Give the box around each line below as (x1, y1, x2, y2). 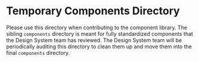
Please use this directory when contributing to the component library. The (6, 24, 188, 31)
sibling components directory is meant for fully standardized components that (6, 30, 194, 37)
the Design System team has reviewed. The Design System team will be (6, 36, 182, 44)
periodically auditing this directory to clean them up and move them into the (6, 43, 192, 50)
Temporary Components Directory (6, 4, 180, 18)
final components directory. (6, 49, 70, 56)
